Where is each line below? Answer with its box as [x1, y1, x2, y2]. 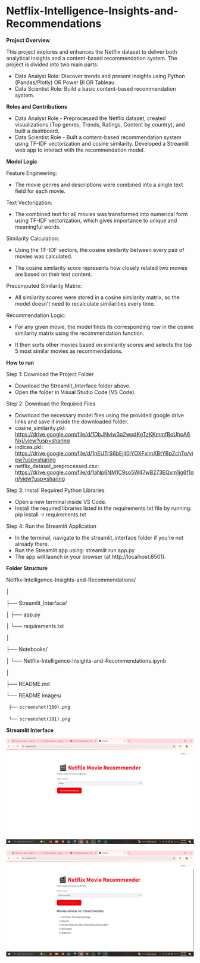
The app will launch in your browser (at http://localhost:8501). [14, 553, 166, 560]
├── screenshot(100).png [8, 704, 70, 710]
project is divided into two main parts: [6, 61, 99, 68]
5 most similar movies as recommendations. [14, 347, 123, 355]
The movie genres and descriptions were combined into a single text [14, 181, 183, 188]
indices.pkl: [14, 443, 43, 450]
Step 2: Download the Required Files [6, 400, 96, 407]
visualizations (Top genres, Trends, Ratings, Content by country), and [14, 121, 186, 128]
